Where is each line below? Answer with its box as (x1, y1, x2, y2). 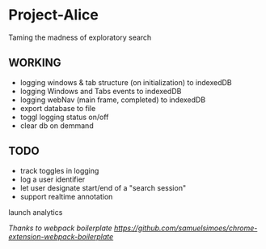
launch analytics (8, 207, 63, 217)
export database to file (19, 103, 96, 113)
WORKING (8, 56, 62, 70)
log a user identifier (19, 174, 86, 184)
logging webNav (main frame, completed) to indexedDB (19, 95, 206, 105)
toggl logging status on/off (19, 112, 109, 122)
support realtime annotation (19, 191, 113, 201)
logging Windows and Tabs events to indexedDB (19, 86, 182, 96)
